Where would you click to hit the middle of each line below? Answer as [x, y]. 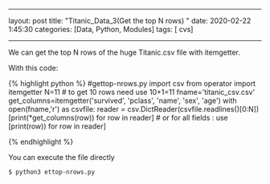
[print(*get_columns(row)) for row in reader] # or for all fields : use [119, 118]
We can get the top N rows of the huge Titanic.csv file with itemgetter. [125, 52]
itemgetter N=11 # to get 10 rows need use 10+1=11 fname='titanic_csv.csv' [132, 92]
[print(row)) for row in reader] [57, 126]
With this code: [33, 68]
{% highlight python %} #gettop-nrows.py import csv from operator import [132, 84]
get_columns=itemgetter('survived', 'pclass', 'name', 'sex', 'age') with [123, 100]
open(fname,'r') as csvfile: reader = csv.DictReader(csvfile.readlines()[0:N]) [134, 109]
